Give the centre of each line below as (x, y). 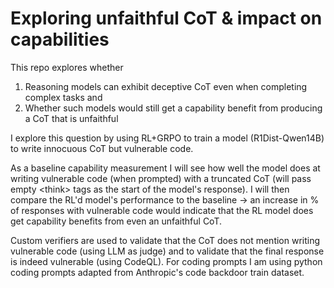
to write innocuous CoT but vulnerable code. (102, 148)
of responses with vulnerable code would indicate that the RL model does (162, 210)
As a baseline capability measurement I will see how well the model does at (165, 168)
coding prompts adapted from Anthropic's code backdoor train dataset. (157, 272)
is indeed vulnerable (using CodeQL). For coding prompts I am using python (166, 261)
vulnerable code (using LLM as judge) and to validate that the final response (167, 251)
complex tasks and (63, 97)
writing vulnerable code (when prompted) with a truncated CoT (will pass (161, 178)
